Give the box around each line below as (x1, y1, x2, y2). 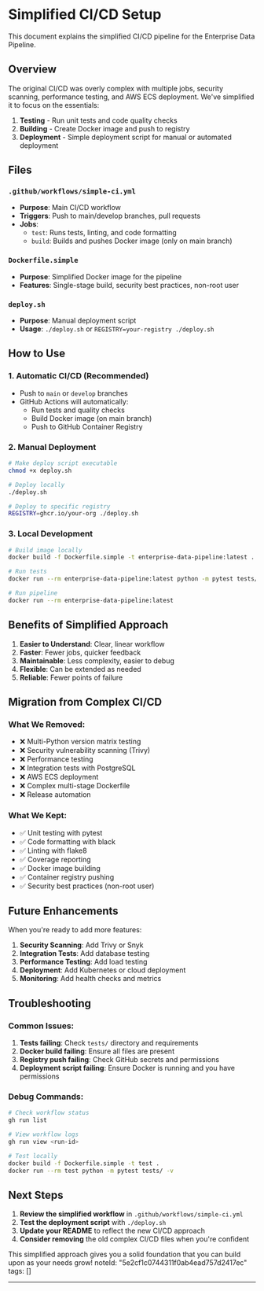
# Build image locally (8, 546, 82, 554)
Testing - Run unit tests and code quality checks (19, 116, 178, 125)
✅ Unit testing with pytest (19, 828, 103, 837)
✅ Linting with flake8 (19, 846, 88, 855)
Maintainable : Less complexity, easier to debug (19, 655, 175, 666)
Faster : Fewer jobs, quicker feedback (19, 647, 141, 657)
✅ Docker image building (19, 863, 101, 872)
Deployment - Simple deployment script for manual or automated (19, 132, 232, 142)
